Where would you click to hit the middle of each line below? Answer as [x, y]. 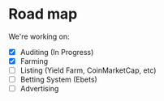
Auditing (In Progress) [57, 52]
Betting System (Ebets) [58, 80]
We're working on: [39, 36]
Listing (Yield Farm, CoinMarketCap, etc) [88, 70]
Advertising [39, 89]
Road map [43, 14]
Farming [34, 61]
